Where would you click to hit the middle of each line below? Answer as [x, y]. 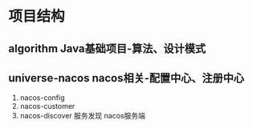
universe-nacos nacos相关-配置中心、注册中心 [126, 78]
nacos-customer [47, 106]
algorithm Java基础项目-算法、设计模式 [107, 48]
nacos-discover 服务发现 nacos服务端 [83, 116]
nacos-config [42, 98]
